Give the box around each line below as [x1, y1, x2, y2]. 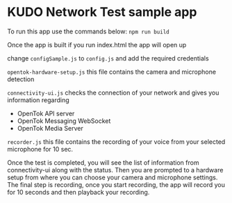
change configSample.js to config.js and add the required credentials [7, 54, 210, 63]
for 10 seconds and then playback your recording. [7, 188, 150, 196]
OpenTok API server [17, 109, 75, 117]
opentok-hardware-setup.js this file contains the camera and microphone [7, 67, 217, 76]
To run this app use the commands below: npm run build [7, 27, 170, 35]
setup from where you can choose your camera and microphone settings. [7, 173, 218, 181]
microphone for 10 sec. [7, 145, 74, 153]
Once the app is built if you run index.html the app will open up [7, 40, 187, 49]
